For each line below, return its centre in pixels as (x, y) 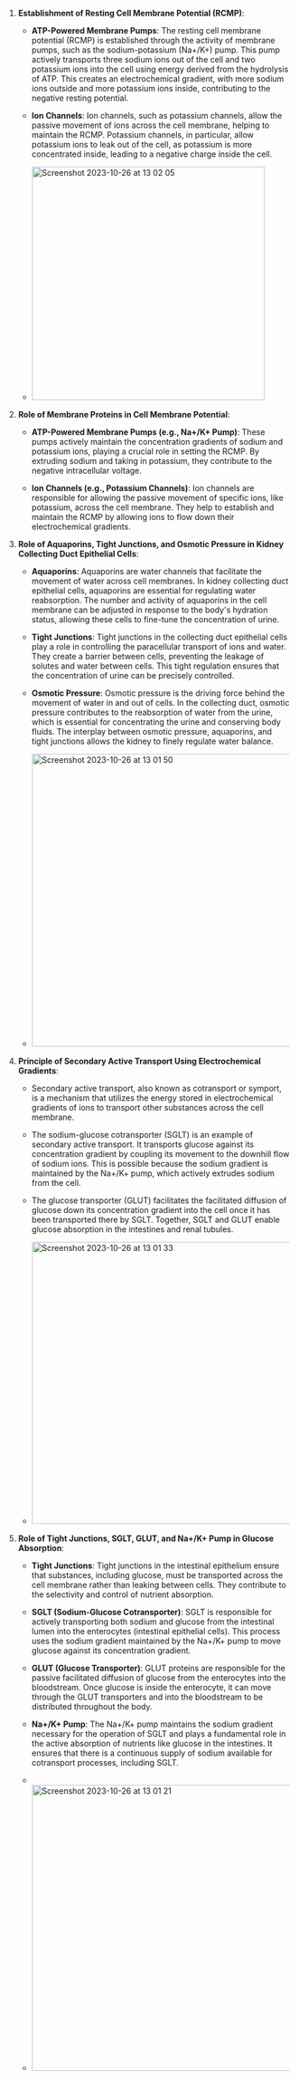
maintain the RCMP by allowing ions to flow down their (133, 517)
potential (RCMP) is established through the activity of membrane (153, 40)
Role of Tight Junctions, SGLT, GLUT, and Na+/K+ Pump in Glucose (145, 1538)
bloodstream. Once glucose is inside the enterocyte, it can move (151, 1687)
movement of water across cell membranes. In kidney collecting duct (160, 581)
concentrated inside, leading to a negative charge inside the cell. (152, 154)
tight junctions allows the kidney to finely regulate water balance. (152, 741)
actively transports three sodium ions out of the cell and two (143, 59)
